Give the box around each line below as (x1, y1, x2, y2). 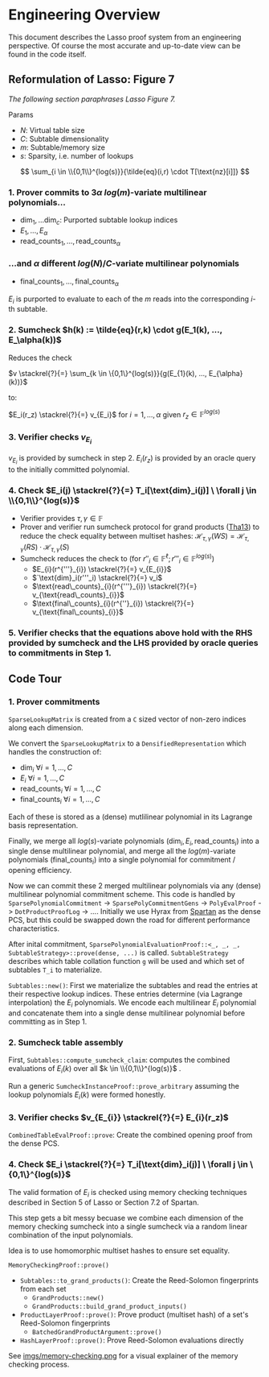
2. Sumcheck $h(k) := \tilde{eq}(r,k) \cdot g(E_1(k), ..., (8, 325, 222, 336)
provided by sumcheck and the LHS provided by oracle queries (8, 637, 259, 648)
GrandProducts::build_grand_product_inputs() (31, 1303, 187, 1311)
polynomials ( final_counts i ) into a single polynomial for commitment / (8, 855, 236, 866)
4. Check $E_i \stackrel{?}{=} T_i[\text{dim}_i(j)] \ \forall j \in (8, 1159, 249, 1170)
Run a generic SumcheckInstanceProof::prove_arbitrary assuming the (8, 1081, 239, 1091)
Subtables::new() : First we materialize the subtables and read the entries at (8, 981, 259, 990)
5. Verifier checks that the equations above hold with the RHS (8, 626, 253, 638)
